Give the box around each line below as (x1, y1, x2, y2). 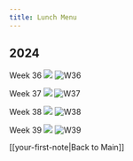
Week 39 (9, 125, 43, 135)
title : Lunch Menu (9, 12, 77, 22)
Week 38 (9, 107, 43, 118)
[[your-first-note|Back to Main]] (9, 142, 125, 153)
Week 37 (9, 88, 42, 99)
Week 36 (9, 70, 43, 80)
